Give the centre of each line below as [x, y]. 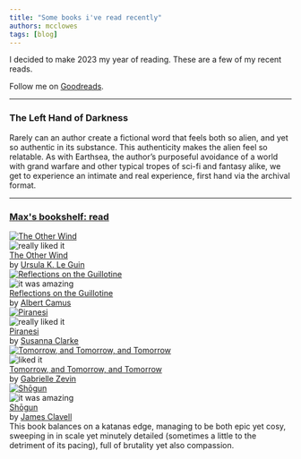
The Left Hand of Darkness [69, 118]
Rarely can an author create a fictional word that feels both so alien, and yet [149, 137]
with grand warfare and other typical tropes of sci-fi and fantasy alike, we [145, 166]
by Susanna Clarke [44, 340]
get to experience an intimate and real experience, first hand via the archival [150, 175]
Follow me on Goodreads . [57, 87]
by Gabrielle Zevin [43, 378]
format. [23, 185]
